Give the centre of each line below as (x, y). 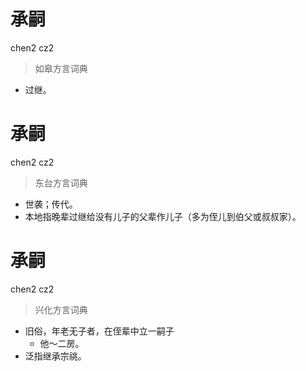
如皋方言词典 (61, 68)
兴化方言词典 (61, 309)
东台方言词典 (61, 182)
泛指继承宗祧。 (55, 356)
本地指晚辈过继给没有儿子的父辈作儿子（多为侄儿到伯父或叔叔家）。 (163, 216)
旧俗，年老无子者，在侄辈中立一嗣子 (99, 331)
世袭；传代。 (51, 204)
